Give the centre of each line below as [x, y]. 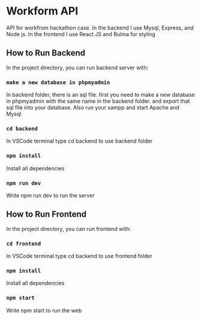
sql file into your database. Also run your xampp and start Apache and [93, 108]
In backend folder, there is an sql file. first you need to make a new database [100, 95]
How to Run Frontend [46, 214]
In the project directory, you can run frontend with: [68, 229]
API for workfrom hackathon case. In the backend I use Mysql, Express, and [100, 28]
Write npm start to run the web [44, 310]
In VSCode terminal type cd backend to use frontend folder [79, 256]
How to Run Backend [46, 53]
